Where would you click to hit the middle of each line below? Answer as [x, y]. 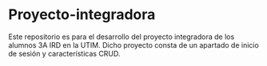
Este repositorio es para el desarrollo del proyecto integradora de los [122, 37]
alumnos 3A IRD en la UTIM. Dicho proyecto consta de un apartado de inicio [134, 45]
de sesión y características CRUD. [64, 53]
